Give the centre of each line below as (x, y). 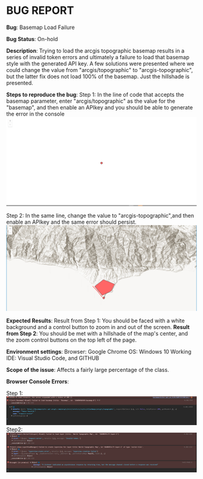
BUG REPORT (40, 11)
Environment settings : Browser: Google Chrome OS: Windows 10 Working (99, 352)
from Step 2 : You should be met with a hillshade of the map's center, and (97, 334)
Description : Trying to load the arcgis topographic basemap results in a (95, 51)
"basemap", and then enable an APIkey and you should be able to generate (100, 107)
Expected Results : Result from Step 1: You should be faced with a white (96, 321)
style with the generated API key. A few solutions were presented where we (100, 64)
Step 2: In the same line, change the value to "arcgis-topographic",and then (100, 215)
